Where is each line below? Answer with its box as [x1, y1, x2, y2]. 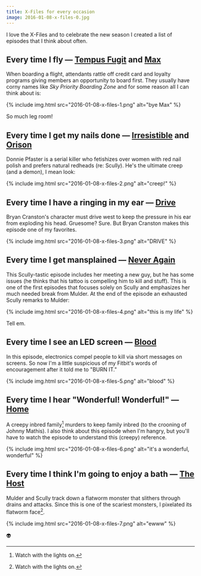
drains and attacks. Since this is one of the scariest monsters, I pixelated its [6, 500, 193, 508]
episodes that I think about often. [6, 37, 88, 44]
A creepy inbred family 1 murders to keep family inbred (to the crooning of [6, 420, 187, 428]
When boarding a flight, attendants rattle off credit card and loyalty [6, 70, 171, 78]
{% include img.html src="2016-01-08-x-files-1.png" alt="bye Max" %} [6, 101, 181, 109]
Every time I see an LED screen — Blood [6, 337, 157, 347]
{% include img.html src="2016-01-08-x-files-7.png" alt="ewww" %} [6, 520, 176, 527]
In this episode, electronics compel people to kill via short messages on [6, 353, 182, 360]
